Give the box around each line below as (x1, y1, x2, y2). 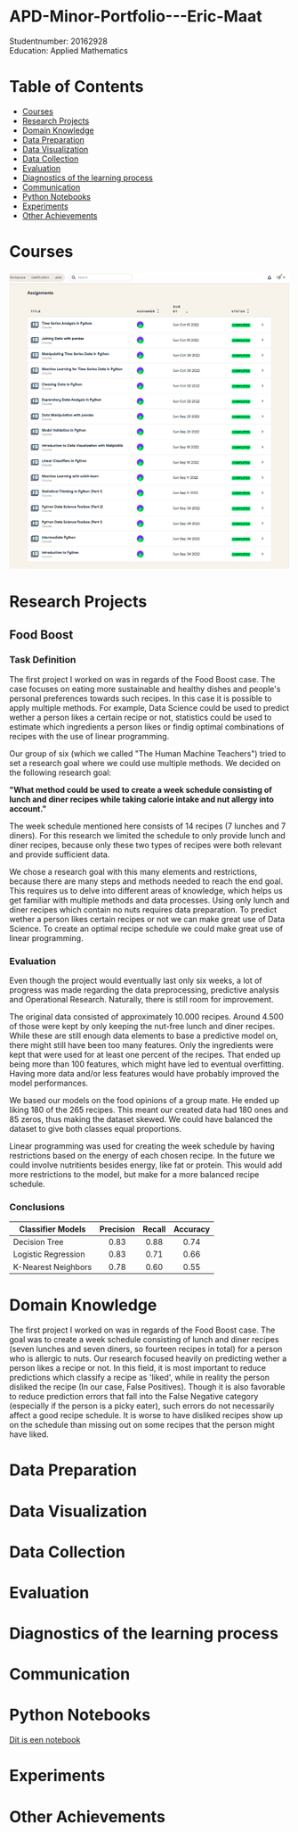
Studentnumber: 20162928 (9, 36, 109, 46)
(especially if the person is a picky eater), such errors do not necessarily (9, 1400, 275, 1411)
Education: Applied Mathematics (9, 45, 129, 55)
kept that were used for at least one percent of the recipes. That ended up (9, 1050, 281, 1060)
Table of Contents (9, 77, 144, 97)
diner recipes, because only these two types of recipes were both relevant (9, 839, 282, 850)
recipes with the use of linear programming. (9, 730, 170, 741)
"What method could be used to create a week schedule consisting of (9, 784, 273, 795)
